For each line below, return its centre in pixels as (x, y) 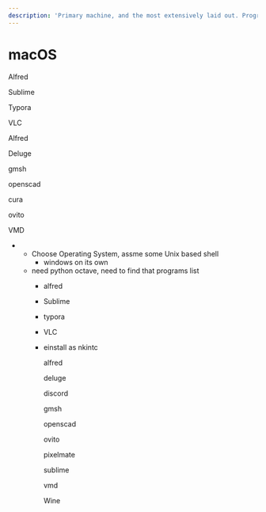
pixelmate (59, 454)
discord (56, 393)
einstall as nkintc (71, 347)
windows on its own (76, 262)
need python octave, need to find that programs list (115, 271)
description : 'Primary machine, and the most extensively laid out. (123, 15)
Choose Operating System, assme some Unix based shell (125, 253)
